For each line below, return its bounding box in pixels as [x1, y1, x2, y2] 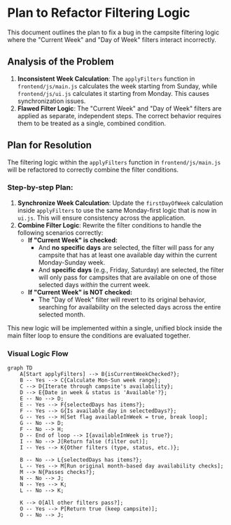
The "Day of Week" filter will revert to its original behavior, [38, 295, 206, 304]
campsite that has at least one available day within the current [38, 251, 217, 259]
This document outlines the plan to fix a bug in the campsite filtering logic [7, 28, 220, 36]
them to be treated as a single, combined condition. [17, 119, 167, 127]
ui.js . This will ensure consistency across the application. [17, 213, 186, 222]
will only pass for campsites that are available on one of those [38, 273, 217, 281]
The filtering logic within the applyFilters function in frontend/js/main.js [7, 157, 221, 166]
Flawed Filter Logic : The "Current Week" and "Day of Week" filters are [17, 104, 222, 113]
